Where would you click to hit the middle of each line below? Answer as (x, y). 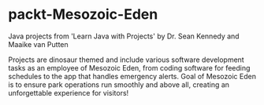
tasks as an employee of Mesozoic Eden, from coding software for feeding (129, 67)
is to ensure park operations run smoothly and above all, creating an (119, 85)
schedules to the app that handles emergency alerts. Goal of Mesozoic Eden (132, 76)
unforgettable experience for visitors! (69, 92)
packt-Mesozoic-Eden (83, 14)
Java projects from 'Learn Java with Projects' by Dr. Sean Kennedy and (124, 36)
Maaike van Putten (38, 44)
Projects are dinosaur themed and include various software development (126, 60)
